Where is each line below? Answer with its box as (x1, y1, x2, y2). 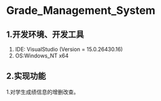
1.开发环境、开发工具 (6, 29, 85, 39)
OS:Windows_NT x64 (15, 52, 69, 59)
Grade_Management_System (6, 4, 156, 18)
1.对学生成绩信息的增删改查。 (6, 88, 79, 96)
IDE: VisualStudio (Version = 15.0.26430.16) (15, 46, 123, 53)
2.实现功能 (6, 71, 47, 82)
